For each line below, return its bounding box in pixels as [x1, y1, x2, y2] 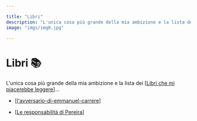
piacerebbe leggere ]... [6, 86, 60, 93]
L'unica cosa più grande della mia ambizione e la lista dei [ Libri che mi [6, 80, 175, 87]
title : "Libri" [6, 14, 43, 19]
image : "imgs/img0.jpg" [6, 25, 64, 31]
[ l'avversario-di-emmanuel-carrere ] [14, 98, 101, 105]
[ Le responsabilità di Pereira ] [14, 109, 84, 116]
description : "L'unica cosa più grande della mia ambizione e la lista [6, 19, 185, 25]
